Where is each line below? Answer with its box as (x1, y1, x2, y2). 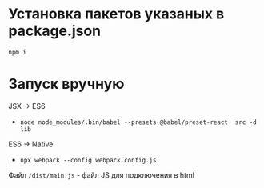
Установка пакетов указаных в (8, 5, 225, 23)
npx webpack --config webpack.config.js (19, 156, 157, 164)
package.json (8, 22, 102, 40)
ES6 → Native (8, 139, 54, 149)
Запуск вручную (8, 75, 125, 93)
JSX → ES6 (8, 101, 46, 110)
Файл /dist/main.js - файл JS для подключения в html (8, 170, 194, 180)
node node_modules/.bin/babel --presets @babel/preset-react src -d (19, 118, 258, 126)
